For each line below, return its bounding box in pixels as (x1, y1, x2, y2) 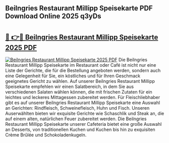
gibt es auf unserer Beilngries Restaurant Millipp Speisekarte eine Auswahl (5, 100, 160, 106)
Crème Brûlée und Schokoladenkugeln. (5, 132, 87, 138)
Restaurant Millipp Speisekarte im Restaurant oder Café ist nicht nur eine (5, 62, 156, 68)
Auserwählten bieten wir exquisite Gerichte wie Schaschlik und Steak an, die (5, 111, 164, 116)
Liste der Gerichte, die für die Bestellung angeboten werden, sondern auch (5, 68, 161, 73)
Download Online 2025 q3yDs (5, 12, 102, 21)
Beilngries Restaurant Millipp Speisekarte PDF (5, 4, 153, 13)
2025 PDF (5, 43, 37, 52)
